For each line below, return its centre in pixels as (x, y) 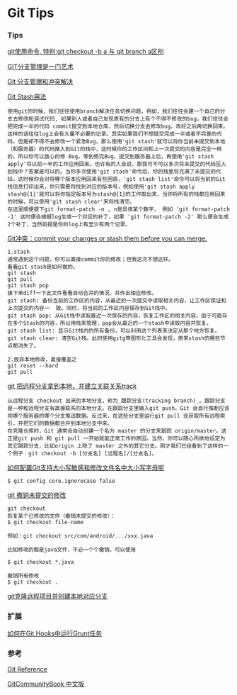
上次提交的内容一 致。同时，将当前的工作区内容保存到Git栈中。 (89, 308)
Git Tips (31, 13)
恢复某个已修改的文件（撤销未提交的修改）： (61, 516)
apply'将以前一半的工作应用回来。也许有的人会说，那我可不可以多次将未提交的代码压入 (117, 165)
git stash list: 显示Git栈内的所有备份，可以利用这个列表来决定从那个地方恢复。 (114, 331)
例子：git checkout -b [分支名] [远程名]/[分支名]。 (85, 454)
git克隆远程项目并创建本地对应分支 (58, 596)
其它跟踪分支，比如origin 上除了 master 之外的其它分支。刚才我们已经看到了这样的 (115, 446)
